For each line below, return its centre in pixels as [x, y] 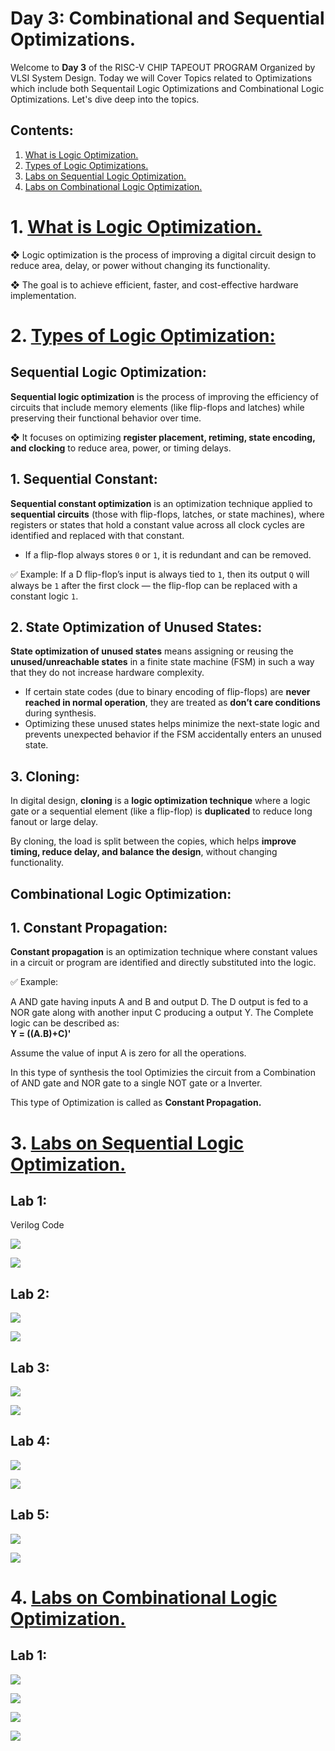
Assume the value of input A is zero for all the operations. [128, 1053]
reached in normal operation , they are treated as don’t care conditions [172, 703]
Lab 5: [30, 1515]
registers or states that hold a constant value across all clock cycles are [157, 524]
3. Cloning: [45, 776]
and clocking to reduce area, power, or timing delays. [121, 448]
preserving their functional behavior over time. [106, 418]
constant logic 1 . [44, 596]
